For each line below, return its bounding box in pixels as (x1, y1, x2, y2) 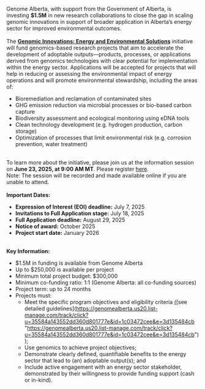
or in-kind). (24, 376, 53, 383)
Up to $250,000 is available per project (15, 266, 114, 273)
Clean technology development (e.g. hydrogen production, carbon (15, 121, 182, 128)
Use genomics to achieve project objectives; (24, 344, 136, 351)
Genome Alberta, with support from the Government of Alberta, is (6, 6, 172, 12)
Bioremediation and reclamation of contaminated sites (15, 95, 152, 102)
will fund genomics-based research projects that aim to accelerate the (6, 44, 184, 51)
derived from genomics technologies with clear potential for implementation (6, 57, 198, 64)
